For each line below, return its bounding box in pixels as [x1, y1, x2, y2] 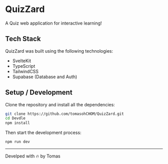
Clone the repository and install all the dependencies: [5, 101, 115, 107]
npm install [5, 120, 30, 126]
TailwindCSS [12, 68, 39, 74]
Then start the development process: [5, 129, 81, 136]
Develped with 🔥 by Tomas [5, 153, 61, 159]
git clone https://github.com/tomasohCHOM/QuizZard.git [5, 111, 124, 116]
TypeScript [12, 63, 35, 69]
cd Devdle [5, 116, 26, 121]
